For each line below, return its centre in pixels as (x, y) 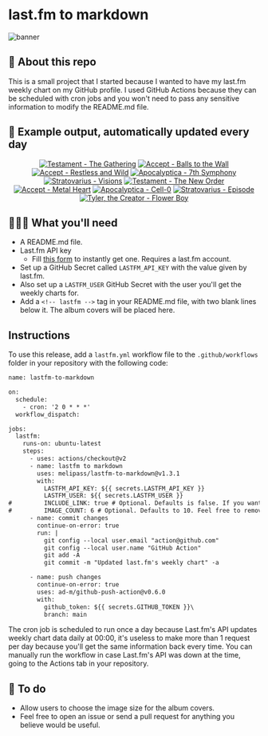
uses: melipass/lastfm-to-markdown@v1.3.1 (108, 474)
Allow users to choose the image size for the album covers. (117, 708)
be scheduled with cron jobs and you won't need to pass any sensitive (124, 98)
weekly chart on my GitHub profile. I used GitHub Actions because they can (132, 90)
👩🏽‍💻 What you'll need (63, 223)
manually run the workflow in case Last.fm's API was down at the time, (124, 655)
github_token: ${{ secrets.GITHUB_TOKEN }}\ (119, 607)
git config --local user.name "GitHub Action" (122, 548)
